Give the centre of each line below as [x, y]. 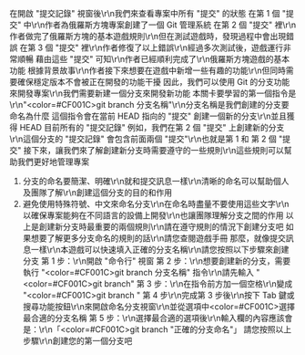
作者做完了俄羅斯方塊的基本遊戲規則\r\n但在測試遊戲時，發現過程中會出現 [148, 36]
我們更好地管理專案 [53, 162]
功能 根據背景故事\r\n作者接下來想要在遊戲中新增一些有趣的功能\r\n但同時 [148, 70]
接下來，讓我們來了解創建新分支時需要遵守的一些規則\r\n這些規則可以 [154, 150]
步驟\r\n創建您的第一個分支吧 [77, 341]
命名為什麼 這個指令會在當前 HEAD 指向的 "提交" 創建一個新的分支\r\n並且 [148, 116]
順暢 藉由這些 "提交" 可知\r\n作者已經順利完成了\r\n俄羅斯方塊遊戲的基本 [153, 59]
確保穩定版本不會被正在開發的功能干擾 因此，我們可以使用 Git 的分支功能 [153, 82]
